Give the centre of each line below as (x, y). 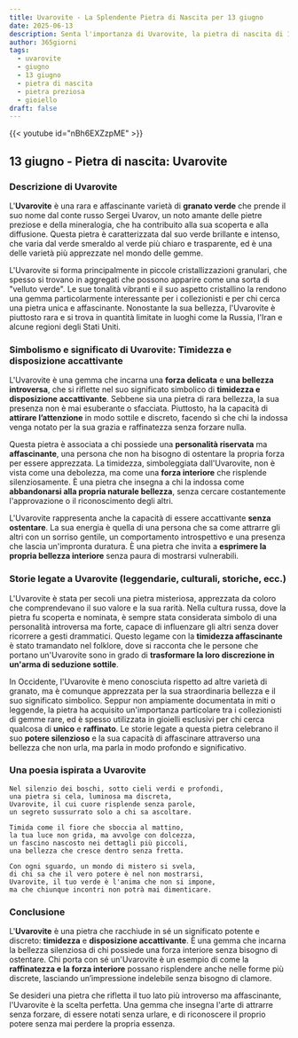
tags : (19, 51)
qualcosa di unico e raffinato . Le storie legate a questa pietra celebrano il (144, 728)
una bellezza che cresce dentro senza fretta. (97, 851)
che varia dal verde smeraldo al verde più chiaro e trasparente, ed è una (141, 243)
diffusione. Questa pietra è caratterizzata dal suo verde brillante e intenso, (145, 234)
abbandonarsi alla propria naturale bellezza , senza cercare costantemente (148, 491)
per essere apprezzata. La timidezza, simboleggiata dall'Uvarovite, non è (142, 463)
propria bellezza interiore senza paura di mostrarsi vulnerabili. (124, 556)
